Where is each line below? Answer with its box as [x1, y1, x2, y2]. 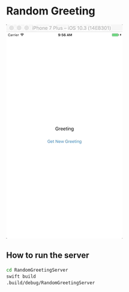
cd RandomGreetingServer [6, 267, 68, 273]
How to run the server [6, 251, 89, 261]
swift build [6, 273, 36, 279]
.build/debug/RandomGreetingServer [6, 279, 95, 286]
